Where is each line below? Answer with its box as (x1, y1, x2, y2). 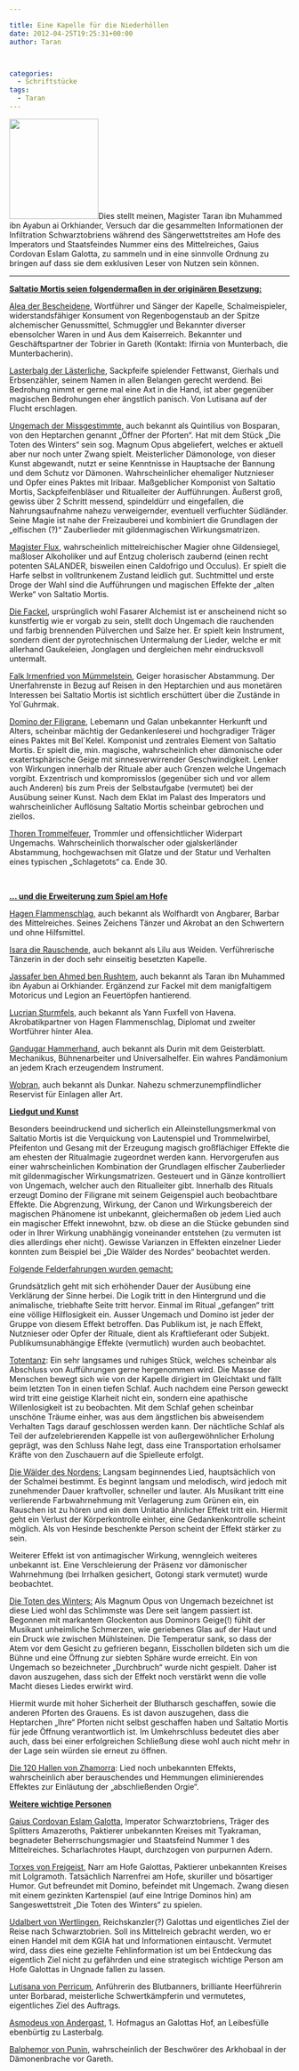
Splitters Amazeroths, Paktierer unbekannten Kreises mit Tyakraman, (9, 1825, 262, 1836)
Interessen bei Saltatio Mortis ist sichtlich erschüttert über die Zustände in (9, 689, 280, 700)
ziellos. (9, 811, 36, 821)
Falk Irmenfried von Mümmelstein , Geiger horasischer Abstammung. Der (9, 670, 276, 681)
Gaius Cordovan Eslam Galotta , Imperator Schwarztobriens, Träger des (9, 1816, 270, 1826)
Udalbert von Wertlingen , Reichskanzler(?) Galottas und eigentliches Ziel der (9, 1916, 290, 1927)
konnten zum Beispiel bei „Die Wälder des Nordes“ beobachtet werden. (9, 1246, 271, 1257)
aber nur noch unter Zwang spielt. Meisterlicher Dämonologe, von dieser (9, 449, 276, 459)
